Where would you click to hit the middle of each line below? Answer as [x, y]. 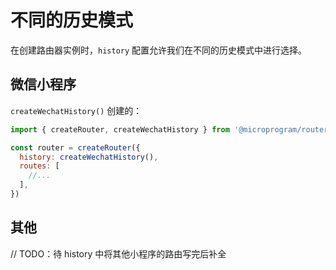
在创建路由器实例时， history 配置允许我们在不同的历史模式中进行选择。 [159, 50]
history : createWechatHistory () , [89, 157]
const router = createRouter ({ [75, 147]
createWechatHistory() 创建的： [76, 110]
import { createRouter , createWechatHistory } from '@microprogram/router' [171, 129]
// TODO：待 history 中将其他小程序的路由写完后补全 [118, 253]
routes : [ [39, 166]
